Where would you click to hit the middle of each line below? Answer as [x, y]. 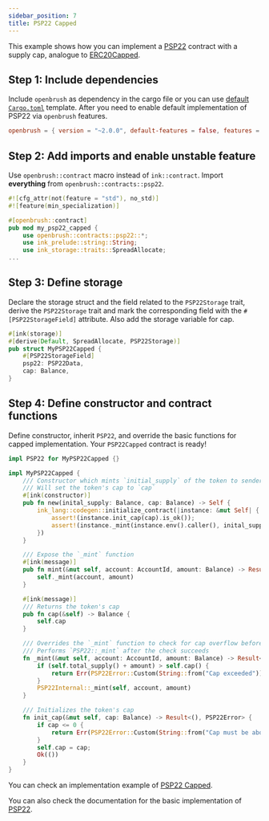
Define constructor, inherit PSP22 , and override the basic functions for [122, 435]
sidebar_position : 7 [43, 16]
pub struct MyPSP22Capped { [55, 349]
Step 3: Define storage [66, 283]
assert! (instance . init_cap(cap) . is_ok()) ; [123, 518]
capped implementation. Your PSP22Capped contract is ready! [107, 444]
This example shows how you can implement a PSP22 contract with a [123, 46]
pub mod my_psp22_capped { [53, 228]
